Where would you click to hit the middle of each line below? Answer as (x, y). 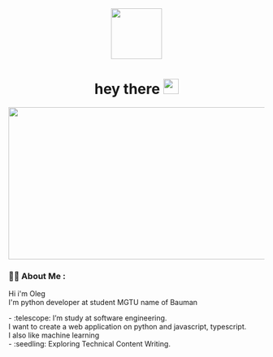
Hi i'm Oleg (27, 294)
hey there (128, 89)
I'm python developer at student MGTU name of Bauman (103, 303)
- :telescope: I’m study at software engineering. (88, 318)
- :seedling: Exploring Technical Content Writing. (89, 344)
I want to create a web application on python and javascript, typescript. (128, 327)
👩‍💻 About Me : (37, 276)
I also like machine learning (54, 335)
